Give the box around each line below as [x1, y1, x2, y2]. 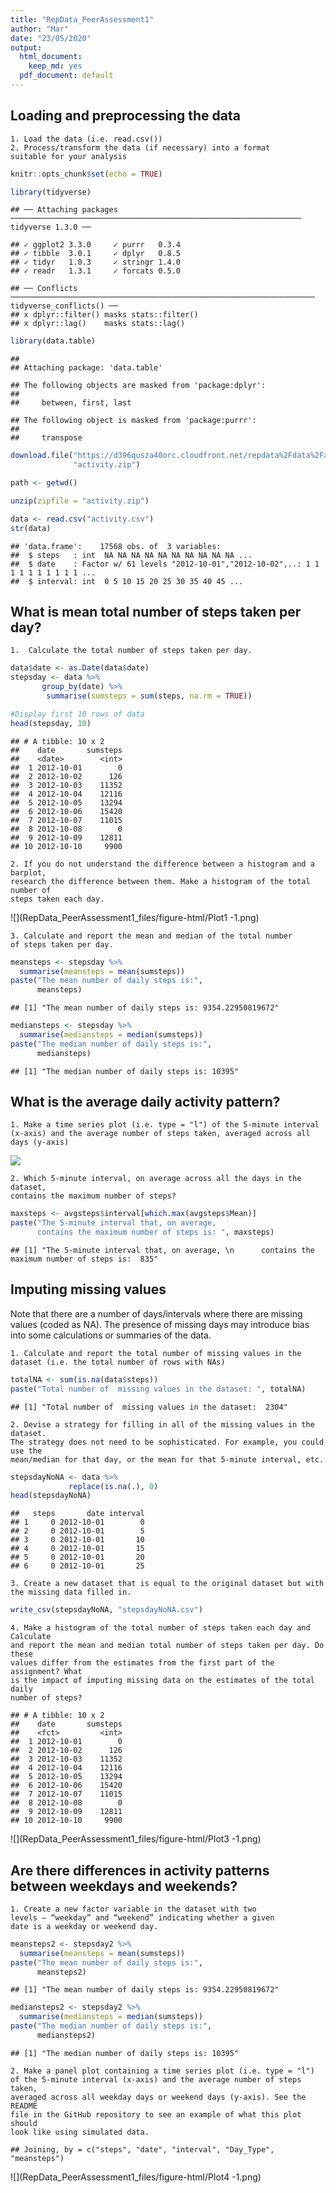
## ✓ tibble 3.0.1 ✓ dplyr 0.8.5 [10, 249, 182, 259]
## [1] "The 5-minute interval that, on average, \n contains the [10, 1246, 315, 1256]
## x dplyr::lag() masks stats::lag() [10, 319, 186, 329]
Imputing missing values [10, 1281, 167, 1298]
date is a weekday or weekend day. [10, 1921, 159, 1931]
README [10, 2101, 38, 2111]
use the [10, 1446, 43, 1456]
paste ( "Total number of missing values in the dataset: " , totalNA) [10, 1384, 307, 1394]
